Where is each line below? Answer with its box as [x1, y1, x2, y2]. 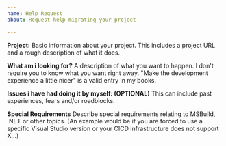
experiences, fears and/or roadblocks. [7, 96, 115, 104]
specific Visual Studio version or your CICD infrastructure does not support [7, 124, 219, 132]
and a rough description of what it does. [7, 48, 121, 57]
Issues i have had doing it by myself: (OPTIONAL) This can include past [7, 89, 212, 98]
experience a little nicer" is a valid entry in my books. [7, 76, 157, 84]
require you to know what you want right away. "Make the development [7, 69, 209, 77]
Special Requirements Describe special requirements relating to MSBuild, [7, 110, 216, 118]
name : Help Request [7, 10, 63, 17]
